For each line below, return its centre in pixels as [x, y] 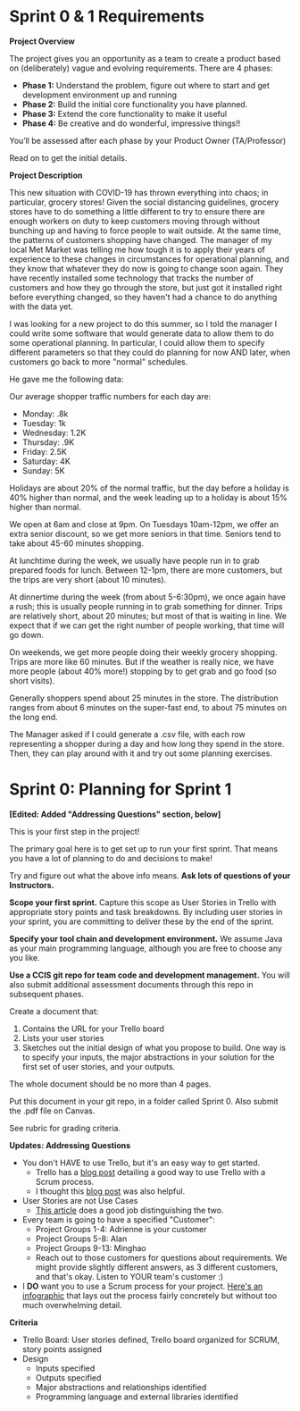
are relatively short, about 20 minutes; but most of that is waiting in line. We [148, 616]
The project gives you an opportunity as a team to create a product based [145, 58]
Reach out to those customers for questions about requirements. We [161, 1257]
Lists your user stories [63, 1037]
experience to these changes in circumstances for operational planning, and [150, 259]
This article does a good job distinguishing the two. [129, 1210]
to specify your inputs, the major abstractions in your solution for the [148, 1057]
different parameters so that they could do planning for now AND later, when [150, 352]
